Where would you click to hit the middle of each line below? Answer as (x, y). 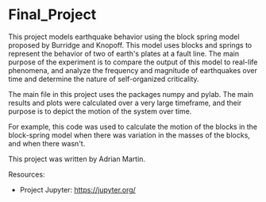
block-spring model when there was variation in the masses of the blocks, (129, 135)
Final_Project (52, 15)
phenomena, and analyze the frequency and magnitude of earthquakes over (133, 70)
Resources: (27, 174)
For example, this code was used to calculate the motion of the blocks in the (133, 126)
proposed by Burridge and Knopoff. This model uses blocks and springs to (130, 45)
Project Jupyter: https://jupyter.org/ (78, 189)
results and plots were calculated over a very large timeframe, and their (125, 103)
